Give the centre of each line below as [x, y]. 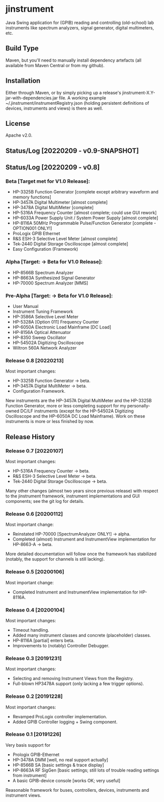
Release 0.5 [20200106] [35, 572]
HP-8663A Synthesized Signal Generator [54, 278]
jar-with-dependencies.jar [32, 98]
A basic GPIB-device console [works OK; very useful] [66, 780]
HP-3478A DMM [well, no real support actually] [60, 759]
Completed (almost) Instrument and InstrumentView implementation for [84, 539]
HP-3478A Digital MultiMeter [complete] [53, 208]
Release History [30, 437]
